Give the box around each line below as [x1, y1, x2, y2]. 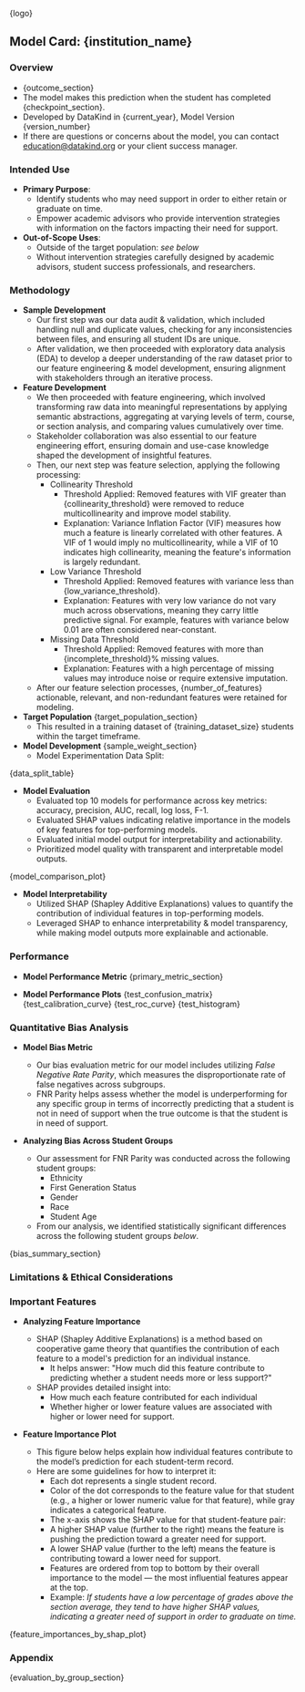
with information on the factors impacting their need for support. [36, 222, 279, 233]
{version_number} [22, 120, 91, 131]
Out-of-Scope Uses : [22, 232, 101, 242]
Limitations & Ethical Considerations [9, 1271, 174, 1284]
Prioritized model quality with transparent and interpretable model [36, 843, 284, 855]
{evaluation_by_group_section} [9, 1672, 125, 1683]
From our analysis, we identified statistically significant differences [36, 1221, 287, 1232]
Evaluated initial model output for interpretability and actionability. [36, 834, 283, 845]
